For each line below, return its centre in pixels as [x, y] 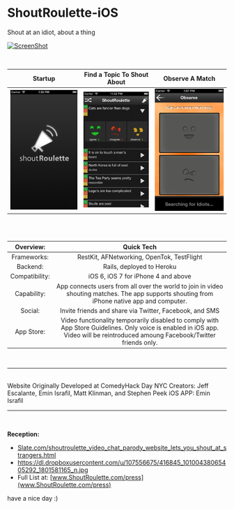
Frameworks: [30, 257]
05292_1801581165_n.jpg [53, 470]
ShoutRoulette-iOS [63, 13]
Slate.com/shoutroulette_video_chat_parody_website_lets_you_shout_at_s [122, 448]
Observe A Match [189, 78]
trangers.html [37, 455]
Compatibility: [30, 276]
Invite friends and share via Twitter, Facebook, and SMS [140, 310]
